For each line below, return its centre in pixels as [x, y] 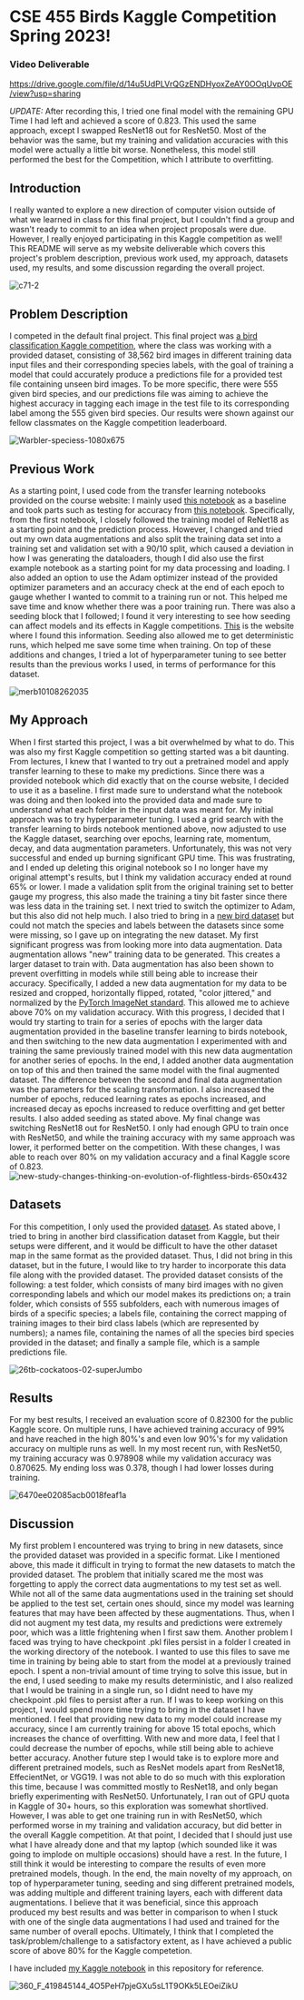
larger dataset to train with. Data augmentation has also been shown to [142, 963]
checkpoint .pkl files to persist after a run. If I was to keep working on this [147, 1700]
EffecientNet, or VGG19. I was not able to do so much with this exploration [147, 1778]
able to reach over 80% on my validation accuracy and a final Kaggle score [150, 1157]
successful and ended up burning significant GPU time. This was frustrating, [152, 857]
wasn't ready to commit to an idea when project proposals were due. [138, 230]
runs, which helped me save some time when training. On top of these [141, 645]
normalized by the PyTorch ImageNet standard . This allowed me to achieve [150, 1002]
